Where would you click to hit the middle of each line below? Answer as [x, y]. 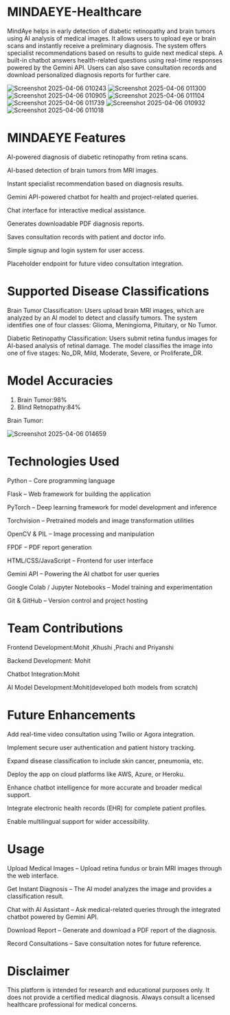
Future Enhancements [71, 715]
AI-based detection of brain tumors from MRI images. [83, 170]
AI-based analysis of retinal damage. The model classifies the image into [110, 345]
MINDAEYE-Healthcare [74, 12]
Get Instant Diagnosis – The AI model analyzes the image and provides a [110, 888]
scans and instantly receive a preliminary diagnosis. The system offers [107, 45]
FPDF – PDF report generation [49, 547]
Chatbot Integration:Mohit [44, 674]
